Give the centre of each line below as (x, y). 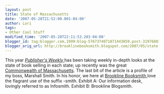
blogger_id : (17, 42)
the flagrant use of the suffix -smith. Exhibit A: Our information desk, (74, 81)
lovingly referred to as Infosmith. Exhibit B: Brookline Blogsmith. (69, 86)
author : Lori (18, 23)
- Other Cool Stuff (25, 32)
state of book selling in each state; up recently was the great (66, 65)
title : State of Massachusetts (37, 14)
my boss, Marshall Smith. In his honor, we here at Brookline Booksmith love (81, 75)
